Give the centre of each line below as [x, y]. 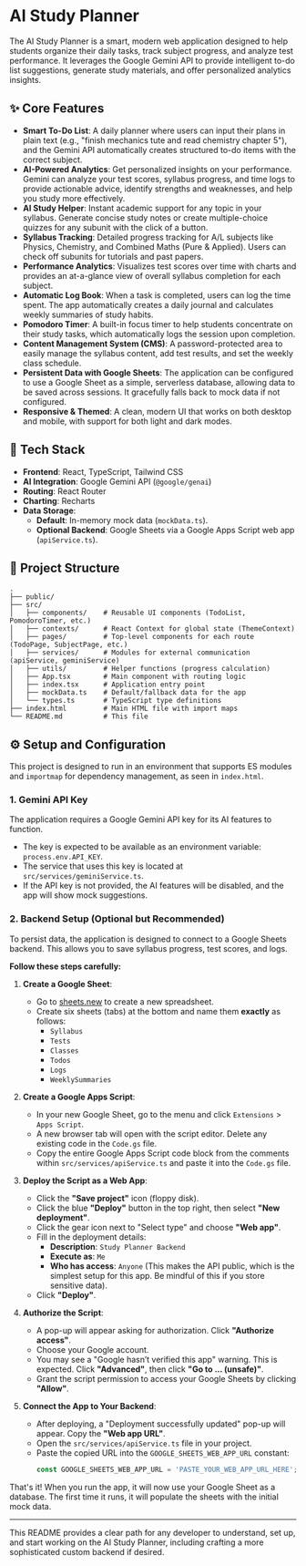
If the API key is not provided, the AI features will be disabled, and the [153, 886]
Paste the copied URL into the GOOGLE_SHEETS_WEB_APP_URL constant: [163, 1453]
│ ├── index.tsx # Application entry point [107, 685]
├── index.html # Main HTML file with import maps [124, 709]
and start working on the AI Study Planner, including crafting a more [137, 1542]
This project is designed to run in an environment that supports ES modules [151, 767]
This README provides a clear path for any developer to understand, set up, [153, 1532]
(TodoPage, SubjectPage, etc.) [69, 645]
